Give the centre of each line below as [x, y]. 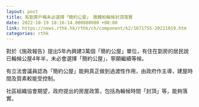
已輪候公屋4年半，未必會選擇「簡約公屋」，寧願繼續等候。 [77, 59]
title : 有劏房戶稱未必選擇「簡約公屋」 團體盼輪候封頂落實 [70, 17]
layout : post [22, 12]
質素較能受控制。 [37, 79]
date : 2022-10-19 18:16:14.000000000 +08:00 [62, 22]
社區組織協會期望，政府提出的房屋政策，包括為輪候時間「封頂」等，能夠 [94, 91]
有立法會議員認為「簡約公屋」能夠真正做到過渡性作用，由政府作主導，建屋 [97, 71]
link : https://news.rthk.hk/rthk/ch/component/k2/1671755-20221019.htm [96, 28]
